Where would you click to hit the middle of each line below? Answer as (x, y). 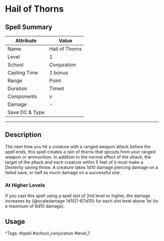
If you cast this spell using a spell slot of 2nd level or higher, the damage (78, 196)
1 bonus (59, 73)
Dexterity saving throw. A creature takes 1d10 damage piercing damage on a (82, 167)
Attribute (26, 41)
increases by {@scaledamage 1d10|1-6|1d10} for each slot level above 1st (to (82, 201)
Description (23, 135)
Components (22, 96)
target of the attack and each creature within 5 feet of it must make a (74, 162)
